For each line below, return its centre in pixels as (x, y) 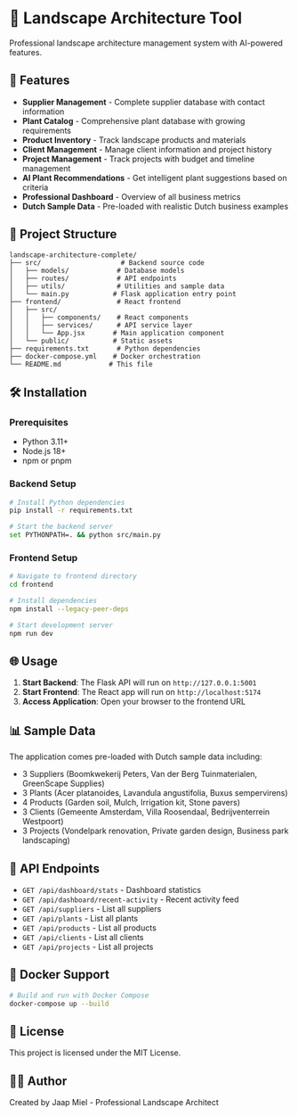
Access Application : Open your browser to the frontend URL (134, 702)
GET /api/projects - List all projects (88, 947)
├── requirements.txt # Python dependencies (105, 348)
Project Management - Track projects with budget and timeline (138, 159)
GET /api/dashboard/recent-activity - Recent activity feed (130, 899)
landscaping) (46, 840)
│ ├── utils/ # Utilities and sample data (117, 286)
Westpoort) (43, 822)
